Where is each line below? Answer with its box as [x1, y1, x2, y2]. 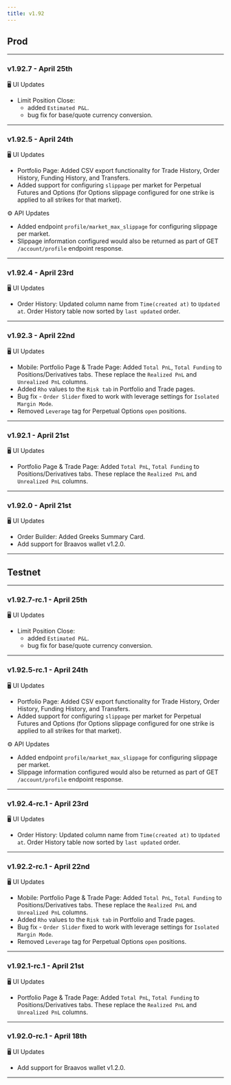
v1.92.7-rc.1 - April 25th [7, 595, 88, 604]
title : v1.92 [7, 10, 45, 17]
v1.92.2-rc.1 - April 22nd [7, 861, 90, 871]
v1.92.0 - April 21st [7, 501, 71, 510]
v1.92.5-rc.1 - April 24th [7, 665, 88, 675]
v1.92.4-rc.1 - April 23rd [7, 799, 89, 808]
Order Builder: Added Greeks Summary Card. [16, 533, 146, 541]
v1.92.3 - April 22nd [7, 331, 76, 341]
